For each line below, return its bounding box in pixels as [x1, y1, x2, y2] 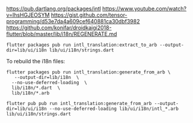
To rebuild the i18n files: [6, 58, 66, 64]
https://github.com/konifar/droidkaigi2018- [6, 24, 112, 31]
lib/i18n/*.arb [11, 90, 50, 96]
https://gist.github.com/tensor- [51, 11, 127, 19]
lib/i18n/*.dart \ [11, 85, 61, 91]
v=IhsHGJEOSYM [6, 11, 50, 19]
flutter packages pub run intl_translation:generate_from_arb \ [6, 69, 171, 75]
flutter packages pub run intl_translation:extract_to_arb [6, 42, 158, 48]
